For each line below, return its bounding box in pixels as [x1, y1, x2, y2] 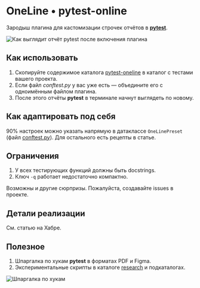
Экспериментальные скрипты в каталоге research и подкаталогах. [14, 264, 186, 271]
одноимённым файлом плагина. [14, 88, 97, 95]
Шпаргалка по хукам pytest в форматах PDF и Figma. [14, 258, 151, 264]
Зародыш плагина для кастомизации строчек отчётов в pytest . [6, 24, 168, 31]
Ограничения [6, 151, 59, 161]
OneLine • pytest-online [6, 4, 127, 18]
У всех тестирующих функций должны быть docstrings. [14, 167, 156, 174]
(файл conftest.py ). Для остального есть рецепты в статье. [6, 133, 156, 141]
